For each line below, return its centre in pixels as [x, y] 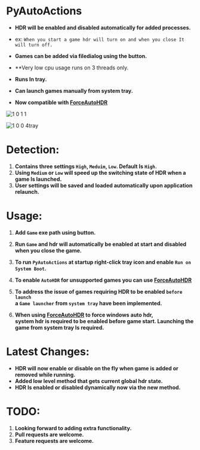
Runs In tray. [31, 79]
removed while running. [45, 375]
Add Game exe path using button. [55, 232]
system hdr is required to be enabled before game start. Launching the [104, 321]
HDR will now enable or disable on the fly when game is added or [97, 368]
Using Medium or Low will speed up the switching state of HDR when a [100, 172]
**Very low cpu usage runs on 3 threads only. [72, 68]
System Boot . [30, 268]
